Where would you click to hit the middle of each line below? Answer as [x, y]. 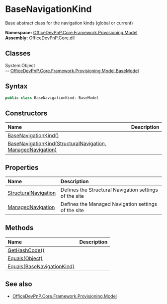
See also [19, 284]
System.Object [20, 65]
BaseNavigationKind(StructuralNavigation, [57, 144]
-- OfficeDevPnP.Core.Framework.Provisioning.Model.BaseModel [72, 71]
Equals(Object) [25, 258]
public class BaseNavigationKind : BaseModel [52, 98]
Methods [19, 228]
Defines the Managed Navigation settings [109, 204]
